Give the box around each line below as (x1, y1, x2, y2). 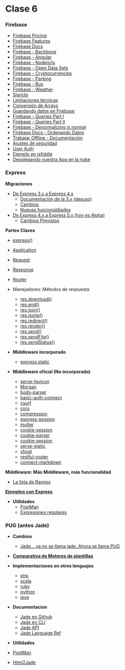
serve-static (20, 443, 46, 449)
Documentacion (12, 604, 47, 610)
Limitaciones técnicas (12, 97, 58, 103)
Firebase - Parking (12, 76, 52, 82)
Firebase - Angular (12, 54, 52, 60)
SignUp (12, 92, 29, 98)
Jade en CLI (20, 619, 46, 625)
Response (12, 267, 34, 273)
